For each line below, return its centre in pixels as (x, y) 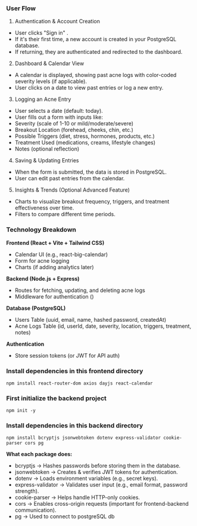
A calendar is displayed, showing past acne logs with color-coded (96, 75)
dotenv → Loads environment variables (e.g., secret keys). (86, 478)
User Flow (21, 8)
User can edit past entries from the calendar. (70, 179)
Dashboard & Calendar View (49, 63)
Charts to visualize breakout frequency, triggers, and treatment (92, 202)
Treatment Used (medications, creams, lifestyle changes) (85, 143)
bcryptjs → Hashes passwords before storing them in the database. (98, 466)
